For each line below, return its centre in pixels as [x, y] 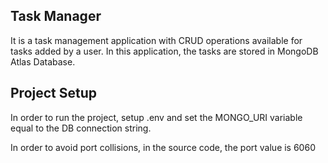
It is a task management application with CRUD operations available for [156, 40]
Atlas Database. [43, 61]
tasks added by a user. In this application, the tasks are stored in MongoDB [164, 51]
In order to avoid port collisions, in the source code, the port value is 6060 [163, 147]
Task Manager [56, 16]
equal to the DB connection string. [81, 128]
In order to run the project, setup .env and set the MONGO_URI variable [156, 117]
